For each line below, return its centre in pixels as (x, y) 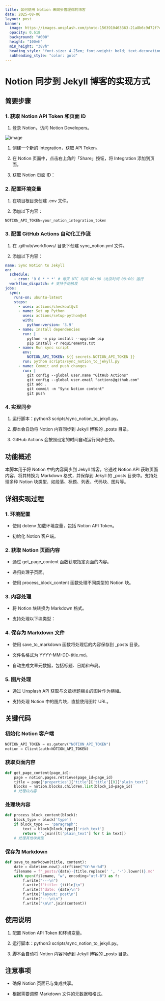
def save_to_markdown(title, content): (46, 862)
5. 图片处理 (18, 679)
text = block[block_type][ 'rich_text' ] (64, 829)
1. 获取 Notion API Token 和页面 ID (45, 116)
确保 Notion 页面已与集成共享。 (44, 983)
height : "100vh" (26, 42)
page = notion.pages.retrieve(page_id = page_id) (63, 777)
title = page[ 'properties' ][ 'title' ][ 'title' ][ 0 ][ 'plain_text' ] (81, 782)
